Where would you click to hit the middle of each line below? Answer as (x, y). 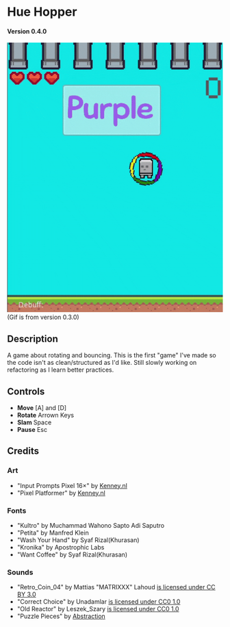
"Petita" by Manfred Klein (53, 533)
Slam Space (34, 422)
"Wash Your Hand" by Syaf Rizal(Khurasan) (78, 540)
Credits (23, 451)
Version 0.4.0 (27, 31)
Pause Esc (32, 430)
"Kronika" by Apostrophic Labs (61, 547)
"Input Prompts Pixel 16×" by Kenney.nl (72, 485)
